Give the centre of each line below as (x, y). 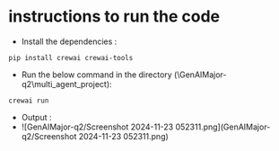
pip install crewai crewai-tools (71, 58)
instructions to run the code (114, 17)
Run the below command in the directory (96, 75)
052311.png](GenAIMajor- (223, 127)
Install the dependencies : (69, 41)
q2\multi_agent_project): (67, 84)
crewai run (29, 101)
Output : (36, 117)
